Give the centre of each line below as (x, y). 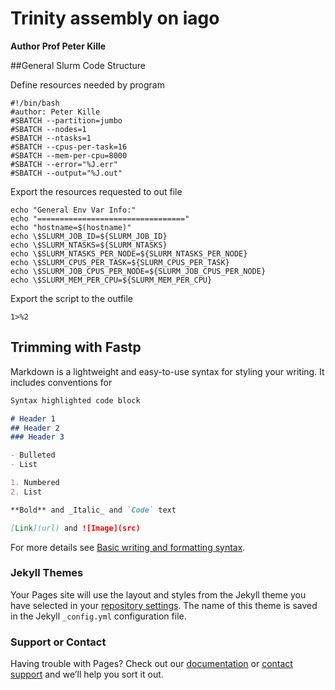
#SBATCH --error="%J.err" (64, 164)
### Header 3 (37, 437)
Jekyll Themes (47, 573)
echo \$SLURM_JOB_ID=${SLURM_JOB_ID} (89, 236)
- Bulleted (33, 455)
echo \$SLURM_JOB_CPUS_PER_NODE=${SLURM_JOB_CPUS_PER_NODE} (138, 271)
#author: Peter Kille (55, 112)
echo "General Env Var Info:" (73, 210)
